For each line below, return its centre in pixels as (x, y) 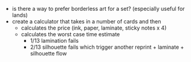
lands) (20, 15)
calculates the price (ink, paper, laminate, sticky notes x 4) (94, 28)
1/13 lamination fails (54, 41)
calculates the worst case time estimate (70, 34)
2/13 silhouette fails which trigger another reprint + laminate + (107, 47)
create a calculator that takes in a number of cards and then (86, 21)
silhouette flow (48, 53)
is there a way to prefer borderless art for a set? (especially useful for (99, 9)
